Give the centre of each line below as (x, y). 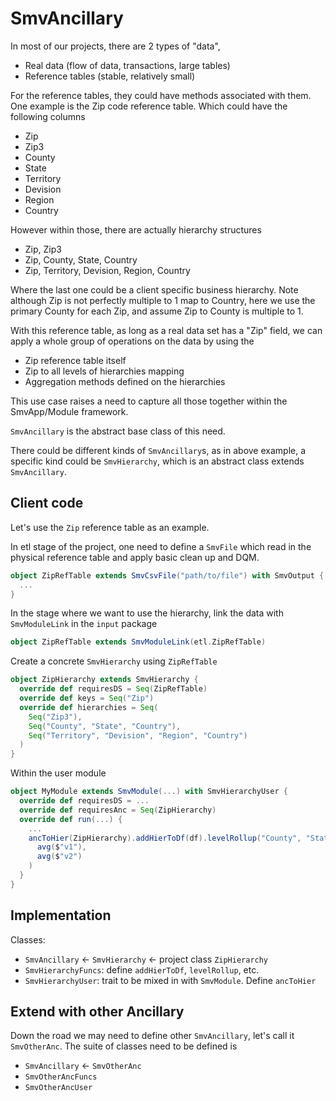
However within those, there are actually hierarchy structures (136, 229)
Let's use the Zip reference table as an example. (110, 527)
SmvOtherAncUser (58, 1088)
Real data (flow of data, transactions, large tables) (127, 65)
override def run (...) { (71, 819)
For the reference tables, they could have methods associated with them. (161, 95)
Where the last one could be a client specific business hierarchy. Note (154, 289)
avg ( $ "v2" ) (59, 857)
